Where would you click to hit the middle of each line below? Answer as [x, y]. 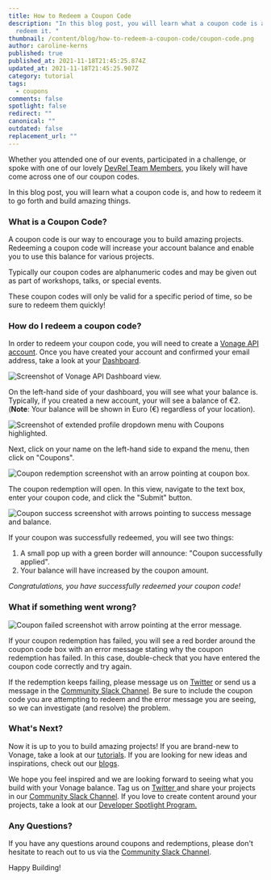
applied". [35, 562]
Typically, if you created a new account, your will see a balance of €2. [124, 400]
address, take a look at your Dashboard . [75, 361]
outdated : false [35, 129]
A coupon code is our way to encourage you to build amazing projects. [126, 239]
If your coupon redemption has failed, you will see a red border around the [132, 641]
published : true [35, 53]
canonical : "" [32, 121]
